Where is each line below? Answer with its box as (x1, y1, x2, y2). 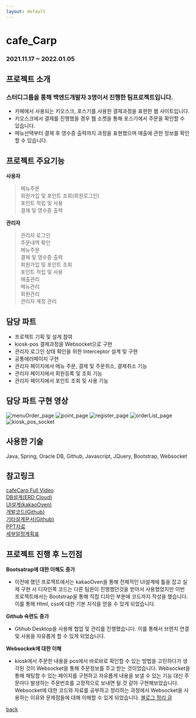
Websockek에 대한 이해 (6, 645, 61, 652)
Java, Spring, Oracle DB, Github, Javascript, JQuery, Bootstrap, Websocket (6, 452, 187, 460)
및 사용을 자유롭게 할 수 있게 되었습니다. (14, 632, 105, 639)
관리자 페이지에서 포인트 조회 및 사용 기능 (14, 377, 109, 384)
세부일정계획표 (6, 530, 40, 537)
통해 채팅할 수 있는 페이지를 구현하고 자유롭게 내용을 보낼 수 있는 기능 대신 (14, 672, 183, 679)
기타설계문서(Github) (6, 516, 54, 523)
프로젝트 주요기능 (6, 156, 65, 166)
